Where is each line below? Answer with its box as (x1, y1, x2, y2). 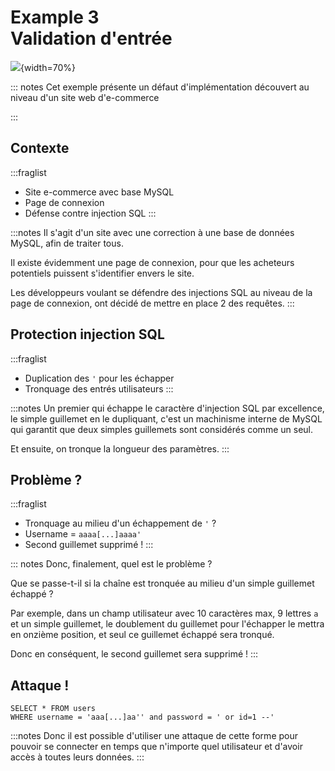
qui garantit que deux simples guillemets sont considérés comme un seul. (10, 423, 313, 435)
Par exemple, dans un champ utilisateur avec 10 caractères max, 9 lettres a (10, 607, 319, 620)
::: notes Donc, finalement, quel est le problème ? (10, 558, 213, 570)
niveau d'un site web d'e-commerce (10, 91, 160, 103)
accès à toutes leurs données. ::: (10, 751, 145, 763)
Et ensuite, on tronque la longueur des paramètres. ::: (10, 442, 230, 455)
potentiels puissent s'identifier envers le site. (10, 267, 195, 279)
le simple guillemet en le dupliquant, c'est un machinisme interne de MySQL (10, 412, 323, 425)
